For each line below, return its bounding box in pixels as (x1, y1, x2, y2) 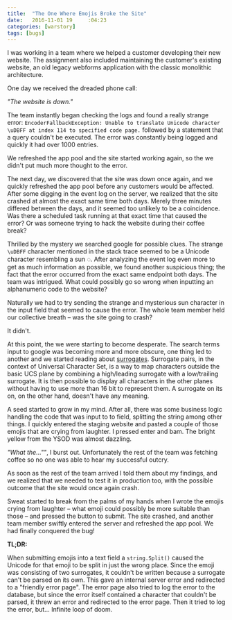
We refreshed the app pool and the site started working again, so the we (7, 154, 214, 162)
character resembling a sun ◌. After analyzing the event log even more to (7, 255, 215, 264)
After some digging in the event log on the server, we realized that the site (7, 190, 218, 198)
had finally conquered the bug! (7, 527, 95, 535)
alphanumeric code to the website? (7, 285, 107, 294)
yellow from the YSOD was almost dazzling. (7, 435, 132, 443)
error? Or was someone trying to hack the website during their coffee (7, 219, 206, 228)
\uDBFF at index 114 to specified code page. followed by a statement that (7, 126, 224, 134)
